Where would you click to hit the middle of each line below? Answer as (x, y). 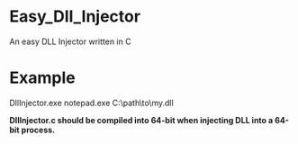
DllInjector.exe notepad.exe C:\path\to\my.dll (91, 103)
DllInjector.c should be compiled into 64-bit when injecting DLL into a (141, 120)
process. (38, 130)
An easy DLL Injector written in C (71, 41)
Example (42, 78)
